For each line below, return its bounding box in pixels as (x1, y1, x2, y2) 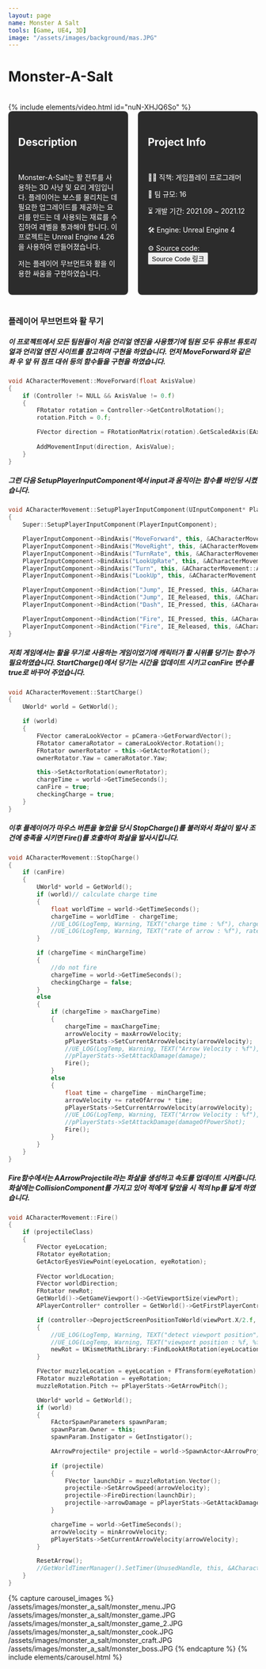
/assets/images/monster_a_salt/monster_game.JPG (8, 1610, 176, 1620)
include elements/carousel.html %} (8, 1652, 123, 1662)
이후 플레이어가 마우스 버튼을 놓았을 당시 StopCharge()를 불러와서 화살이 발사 (8, 823, 248, 833)
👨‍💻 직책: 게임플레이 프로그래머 (147, 173, 241, 182)
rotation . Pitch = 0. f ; (36, 413, 112, 422)
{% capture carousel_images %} (8, 1593, 115, 1602)
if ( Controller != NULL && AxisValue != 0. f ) (22, 391, 176, 400)
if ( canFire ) (22, 868, 66, 876)
